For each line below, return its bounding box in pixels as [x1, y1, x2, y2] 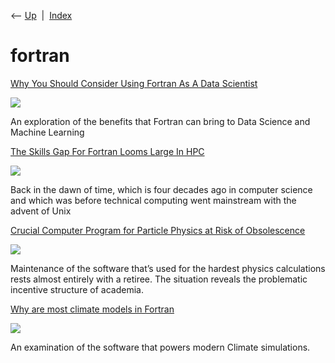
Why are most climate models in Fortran [10, 303, 175, 315]
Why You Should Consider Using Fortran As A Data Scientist [10, 77, 258, 89]
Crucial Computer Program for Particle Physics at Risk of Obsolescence [10, 224, 306, 236]
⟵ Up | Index [10, 10, 73, 21]
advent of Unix [10, 205, 72, 217]
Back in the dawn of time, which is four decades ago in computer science [10, 183, 313, 195]
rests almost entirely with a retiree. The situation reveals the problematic [10, 273, 308, 285]
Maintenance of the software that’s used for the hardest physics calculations [10, 262, 326, 274]
